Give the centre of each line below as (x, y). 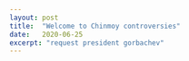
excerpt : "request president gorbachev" (87, 43)
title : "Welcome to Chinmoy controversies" (95, 26)
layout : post (34, 17)
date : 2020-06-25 (46, 34)
